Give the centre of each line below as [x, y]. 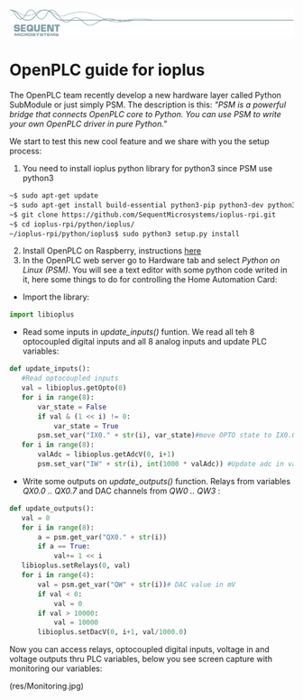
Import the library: [56, 297]
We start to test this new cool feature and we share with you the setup [139, 142]
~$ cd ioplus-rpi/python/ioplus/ [72, 224]
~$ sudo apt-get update [54, 196]
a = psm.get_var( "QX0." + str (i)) [102, 537]
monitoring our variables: [56, 668]
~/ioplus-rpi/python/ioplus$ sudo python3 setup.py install [125, 234]
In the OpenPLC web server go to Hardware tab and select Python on [151, 261]
